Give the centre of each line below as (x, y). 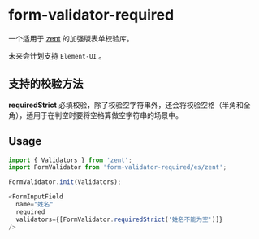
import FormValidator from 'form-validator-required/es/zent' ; (118, 167)
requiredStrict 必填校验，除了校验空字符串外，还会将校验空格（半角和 (126, 105)
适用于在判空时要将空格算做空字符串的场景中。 (104, 115)
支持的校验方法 (46, 84)
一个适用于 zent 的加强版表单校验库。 (71, 38)
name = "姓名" (35, 205)
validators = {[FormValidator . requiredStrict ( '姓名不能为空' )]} (119, 219)
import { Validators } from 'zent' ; (70, 160)
